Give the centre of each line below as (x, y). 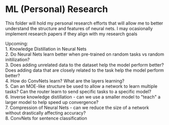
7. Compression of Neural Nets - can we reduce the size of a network (77, 107)
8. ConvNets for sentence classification (46, 118)
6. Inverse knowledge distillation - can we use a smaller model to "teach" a (83, 97)
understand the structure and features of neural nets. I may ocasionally (79, 28)
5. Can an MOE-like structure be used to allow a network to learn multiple (81, 86)
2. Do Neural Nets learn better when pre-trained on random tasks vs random (85, 54)
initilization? (18, 59)
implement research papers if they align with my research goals (71, 34)
